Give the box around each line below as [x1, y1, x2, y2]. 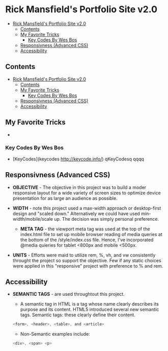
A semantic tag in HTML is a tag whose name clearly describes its [20, 301, 159, 307]
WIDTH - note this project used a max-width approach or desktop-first [12, 205, 161, 211]
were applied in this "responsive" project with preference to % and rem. [12, 263, 163, 269]
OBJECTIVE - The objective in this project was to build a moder [12, 184, 147, 190]
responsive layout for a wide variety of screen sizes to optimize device [12, 190, 161, 196]
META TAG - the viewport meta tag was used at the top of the [20, 226, 150, 232]
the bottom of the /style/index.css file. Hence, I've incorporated [20, 237, 154, 243]
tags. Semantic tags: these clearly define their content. [20, 312, 136, 318]
